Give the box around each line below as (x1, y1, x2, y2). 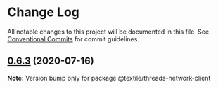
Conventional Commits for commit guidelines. (7, 34, 139, 43)
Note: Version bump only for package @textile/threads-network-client (7, 74, 211, 82)
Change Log (7, 4, 79, 20)
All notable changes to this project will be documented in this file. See (7, 27, 210, 36)
